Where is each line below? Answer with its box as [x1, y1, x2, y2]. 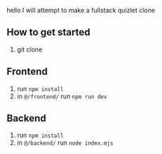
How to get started [6, 26, 91, 38]
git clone [16, 45, 43, 54]
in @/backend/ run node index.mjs [16, 138, 114, 147]
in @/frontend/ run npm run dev [16, 92, 108, 100]
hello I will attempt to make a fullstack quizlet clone [6, 6, 156, 14]
